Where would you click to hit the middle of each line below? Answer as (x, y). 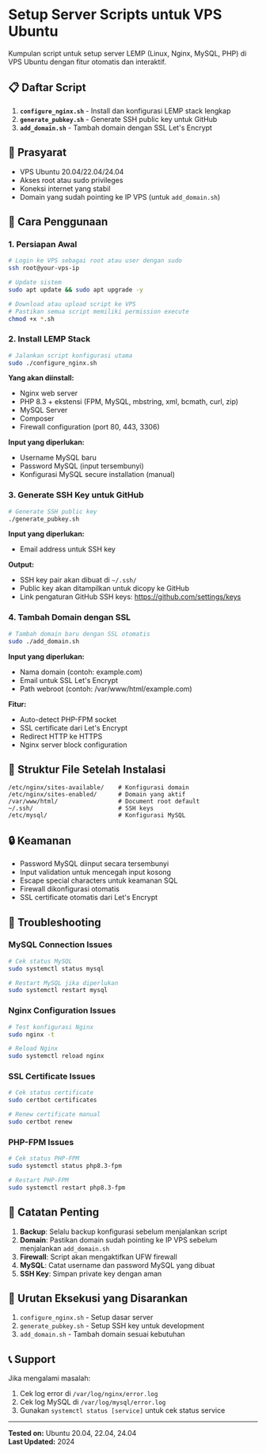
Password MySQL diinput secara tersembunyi (94, 864)
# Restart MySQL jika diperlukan (63, 983)
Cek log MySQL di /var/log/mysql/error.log (93, 1402)
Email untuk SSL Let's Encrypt (69, 680)
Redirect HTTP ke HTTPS (61, 736)
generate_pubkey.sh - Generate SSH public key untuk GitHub (118, 119)
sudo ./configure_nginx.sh (53, 363)
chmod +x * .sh (32, 319)
